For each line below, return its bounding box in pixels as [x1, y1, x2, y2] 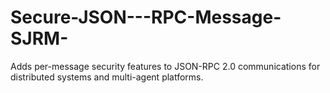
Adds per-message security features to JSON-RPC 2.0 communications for [10, 60, 321, 72]
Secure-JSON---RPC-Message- [10, 6, 282, 29]
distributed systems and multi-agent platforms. [10, 71, 204, 83]
